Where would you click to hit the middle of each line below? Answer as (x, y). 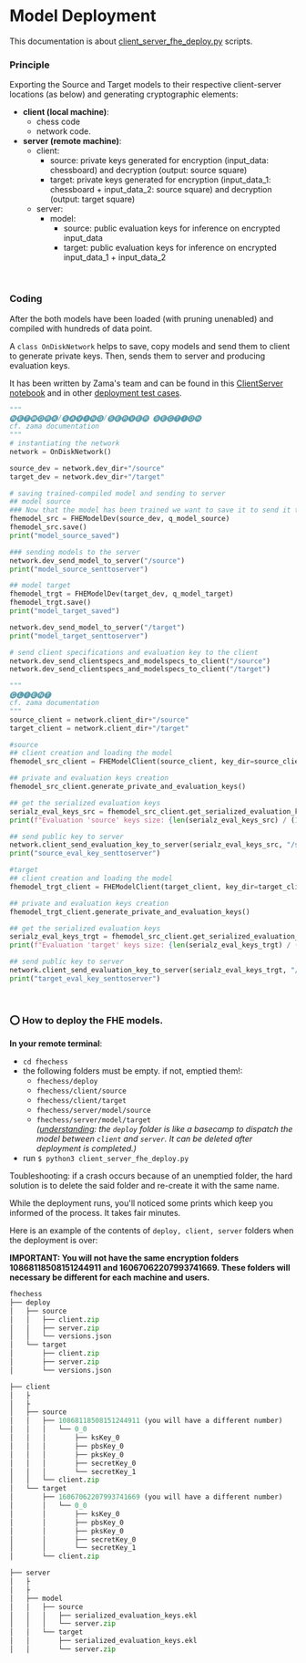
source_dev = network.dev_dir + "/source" (87, 468)
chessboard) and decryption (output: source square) (148, 171)
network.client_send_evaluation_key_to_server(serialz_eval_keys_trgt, (148, 971)
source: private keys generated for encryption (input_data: (159, 161)
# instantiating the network (65, 443)
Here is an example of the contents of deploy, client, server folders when (152, 1231)
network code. (63, 131)
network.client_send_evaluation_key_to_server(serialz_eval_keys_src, (146, 845)
